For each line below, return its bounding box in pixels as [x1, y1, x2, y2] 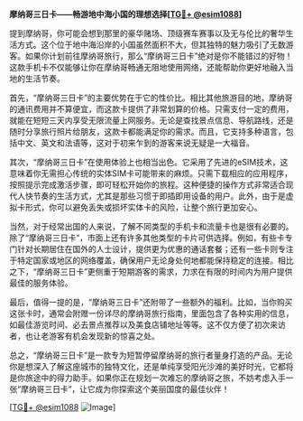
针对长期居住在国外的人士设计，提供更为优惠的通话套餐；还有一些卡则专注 [16, 244, 294, 254]
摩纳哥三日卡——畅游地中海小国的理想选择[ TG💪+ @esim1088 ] [9, 9, 243, 19]
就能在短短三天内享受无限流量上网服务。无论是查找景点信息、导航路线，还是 [9, 115, 294, 126]
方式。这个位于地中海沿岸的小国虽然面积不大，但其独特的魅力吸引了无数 [16, 40, 286, 50]
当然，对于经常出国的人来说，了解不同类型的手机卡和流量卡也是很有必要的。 [9, 221, 294, 231]
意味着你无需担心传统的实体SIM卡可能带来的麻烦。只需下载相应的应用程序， [9, 168, 293, 179]
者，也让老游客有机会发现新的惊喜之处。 [9, 331, 160, 341]
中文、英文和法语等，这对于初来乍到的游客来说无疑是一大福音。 [16, 137, 254, 148]
